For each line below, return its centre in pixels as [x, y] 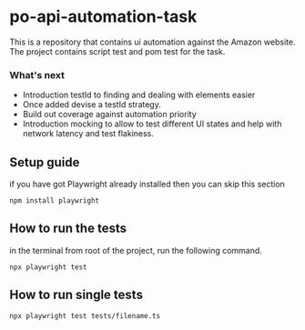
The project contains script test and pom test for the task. [117, 51]
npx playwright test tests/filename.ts [85, 315]
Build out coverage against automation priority [110, 115]
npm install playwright [55, 201]
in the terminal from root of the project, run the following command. [136, 250]
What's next [37, 75]
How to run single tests [76, 295]
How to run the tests [68, 229]
